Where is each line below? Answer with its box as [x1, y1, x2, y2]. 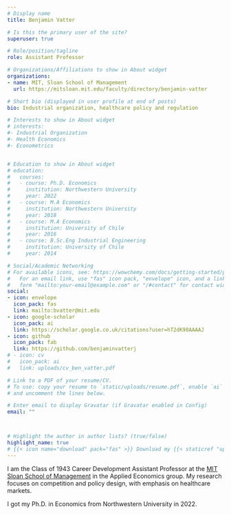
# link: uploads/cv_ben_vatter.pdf [7, 365, 115, 371]
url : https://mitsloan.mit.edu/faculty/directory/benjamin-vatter [13, 85, 208, 93]
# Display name [7, 10, 51, 17]
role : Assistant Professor [7, 54, 85, 61]
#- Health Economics [7, 136, 67, 143]
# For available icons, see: [7, 268, 91, 275]
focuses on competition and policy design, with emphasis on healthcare [7, 479, 211, 488]
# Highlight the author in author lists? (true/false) [7, 433, 168, 440]
